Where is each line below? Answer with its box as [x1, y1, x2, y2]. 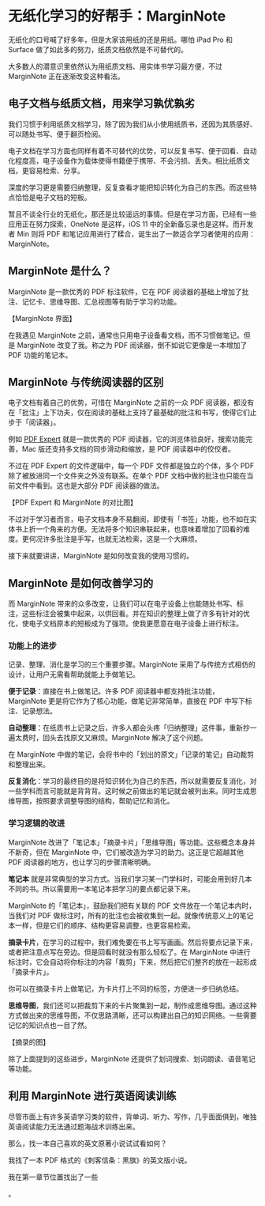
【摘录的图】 [8, 1037, 50, 1046]
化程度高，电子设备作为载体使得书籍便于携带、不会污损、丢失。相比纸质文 [8, 156, 250, 165]
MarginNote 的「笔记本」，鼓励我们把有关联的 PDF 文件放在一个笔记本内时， [8, 901, 256, 910]
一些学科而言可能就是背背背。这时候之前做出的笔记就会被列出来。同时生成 [8, 786, 250, 796]
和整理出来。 [8, 760, 50, 769]
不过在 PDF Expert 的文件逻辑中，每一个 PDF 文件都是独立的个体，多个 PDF [8, 461, 255, 471]
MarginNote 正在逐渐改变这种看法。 [8, 71, 125, 81]
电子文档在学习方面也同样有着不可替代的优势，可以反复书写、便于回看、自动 [8, 146, 257, 155]
